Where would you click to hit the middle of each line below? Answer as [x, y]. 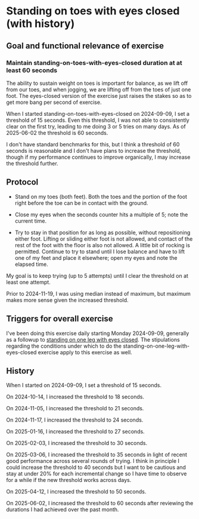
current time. [30, 221]
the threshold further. [32, 163]
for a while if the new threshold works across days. [69, 480]
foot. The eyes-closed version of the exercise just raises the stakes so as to [99, 96]
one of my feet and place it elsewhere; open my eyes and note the [96, 257]
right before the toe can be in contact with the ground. [81, 203]
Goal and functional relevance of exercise [85, 46]
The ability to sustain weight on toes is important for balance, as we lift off [97, 83]
